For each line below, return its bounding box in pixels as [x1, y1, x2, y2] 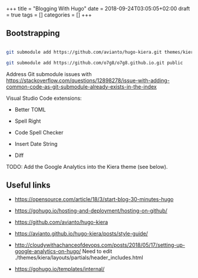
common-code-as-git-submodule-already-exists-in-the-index [6, 83, 157, 90]
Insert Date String [14, 140, 58, 147]
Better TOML [14, 106, 46, 113]
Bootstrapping [6, 28, 60, 38]
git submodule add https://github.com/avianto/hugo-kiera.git [6, 49, 162, 55]
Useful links [6, 180, 51, 190]
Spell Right [14, 117, 41, 125]
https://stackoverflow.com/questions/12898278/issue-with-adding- [6, 77, 170, 84]
